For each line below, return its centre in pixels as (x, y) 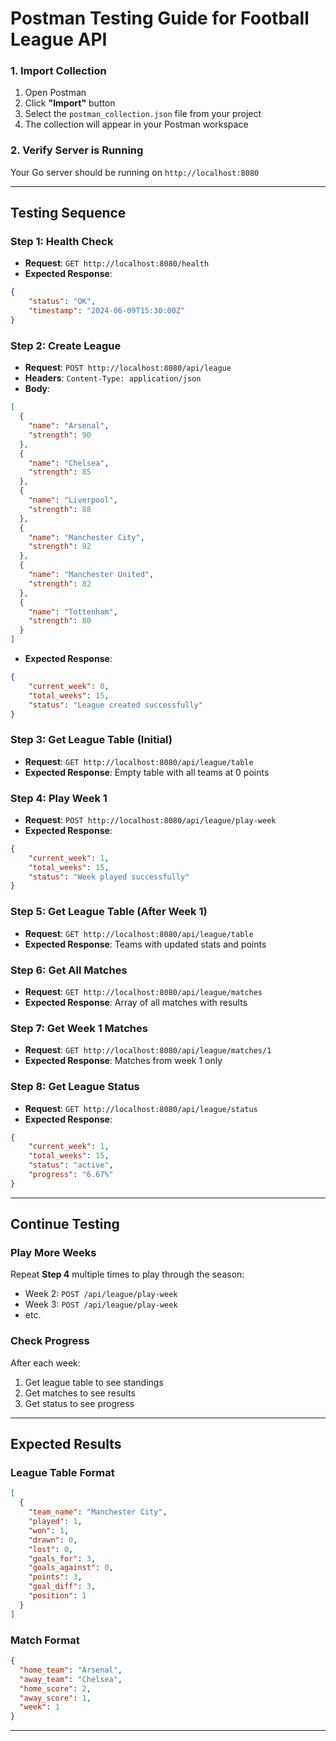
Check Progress (50, 1341)
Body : (37, 389)
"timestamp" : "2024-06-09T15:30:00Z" (107, 311)
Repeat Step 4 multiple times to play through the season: (127, 1274)
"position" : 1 (57, 1596)
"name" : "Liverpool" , (73, 500)
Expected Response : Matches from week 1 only (123, 1061)
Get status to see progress (79, 1403)
